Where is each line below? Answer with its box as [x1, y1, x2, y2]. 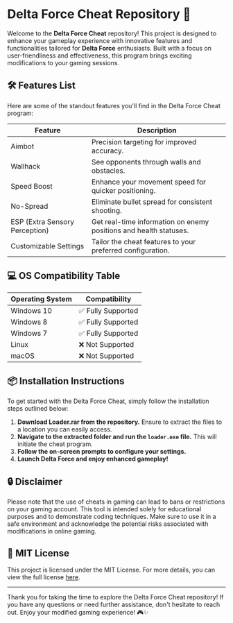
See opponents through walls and [91, 157, 201, 167]
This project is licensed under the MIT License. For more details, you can [7, 565, 216, 574]
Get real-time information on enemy [91, 216, 209, 226]
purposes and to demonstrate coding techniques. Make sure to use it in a [7, 513, 216, 521]
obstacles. [91, 166, 126, 176]
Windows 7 [10, 328, 48, 338]
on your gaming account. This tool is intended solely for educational [7, 505, 202, 513]
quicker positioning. [91, 185, 156, 195]
